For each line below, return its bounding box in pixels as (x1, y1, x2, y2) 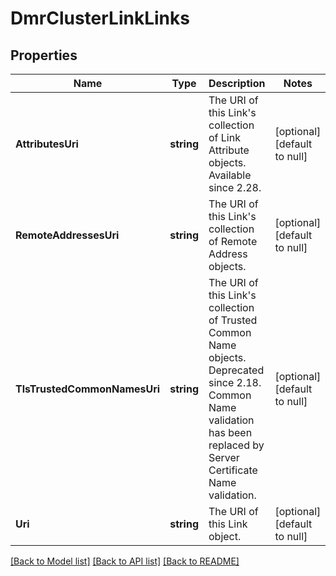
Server (208, 451, 240, 464)
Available (208, 168, 252, 182)
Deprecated (208, 363, 265, 377)
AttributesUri (15, 137, 79, 151)
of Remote (208, 235, 258, 248)
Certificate (208, 463, 258, 477)
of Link (208, 131, 241, 144)
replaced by (208, 438, 265, 452)
